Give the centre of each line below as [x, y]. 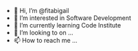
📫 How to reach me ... [45, 40]
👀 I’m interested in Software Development [72, 18]
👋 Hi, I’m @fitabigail [41, 11]
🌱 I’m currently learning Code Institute [67, 25]
